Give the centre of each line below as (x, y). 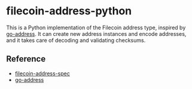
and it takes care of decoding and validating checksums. (76, 40)
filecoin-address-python (69, 11)
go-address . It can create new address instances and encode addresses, (96, 33)
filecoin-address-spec (42, 73)
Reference (26, 59)
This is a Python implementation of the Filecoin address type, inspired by (96, 27)
